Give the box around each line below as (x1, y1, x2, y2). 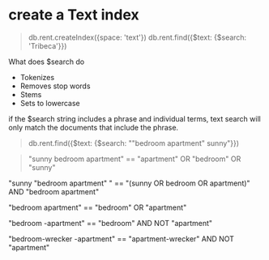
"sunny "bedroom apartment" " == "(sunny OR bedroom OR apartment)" (8, 178, 250, 188)
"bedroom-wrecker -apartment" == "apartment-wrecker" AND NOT (8, 233, 235, 244)
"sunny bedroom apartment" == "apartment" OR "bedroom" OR (28, 154, 241, 164)
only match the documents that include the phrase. (8, 122, 179, 132)
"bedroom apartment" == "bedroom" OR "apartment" (8, 202, 187, 212)
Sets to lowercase (19, 98, 80, 108)
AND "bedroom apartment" (8, 186, 100, 196)
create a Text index (8, 6, 139, 24)
